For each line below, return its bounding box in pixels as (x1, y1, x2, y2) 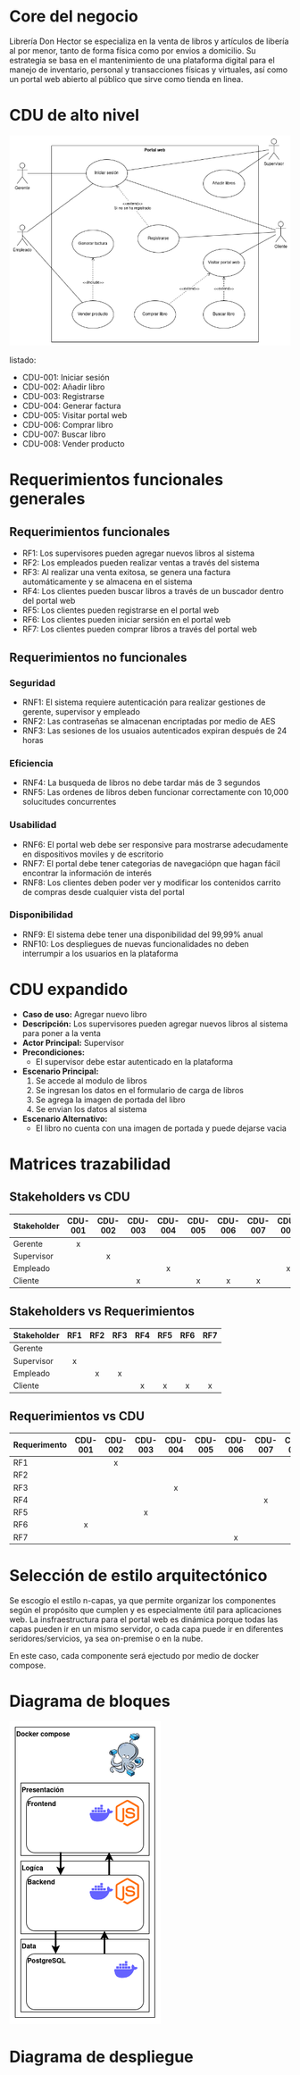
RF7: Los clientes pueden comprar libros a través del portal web (21, 623, 257, 635)
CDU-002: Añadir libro (21, 381, 105, 392)
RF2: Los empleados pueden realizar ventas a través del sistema (21, 557, 261, 568)
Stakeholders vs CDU (9, 1190, 131, 1205)
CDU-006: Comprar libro (21, 420, 113, 431)
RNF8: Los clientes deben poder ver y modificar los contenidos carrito (21, 877, 281, 888)
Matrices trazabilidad (9, 1154, 171, 1174)
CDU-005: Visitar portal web (21, 410, 128, 421)
